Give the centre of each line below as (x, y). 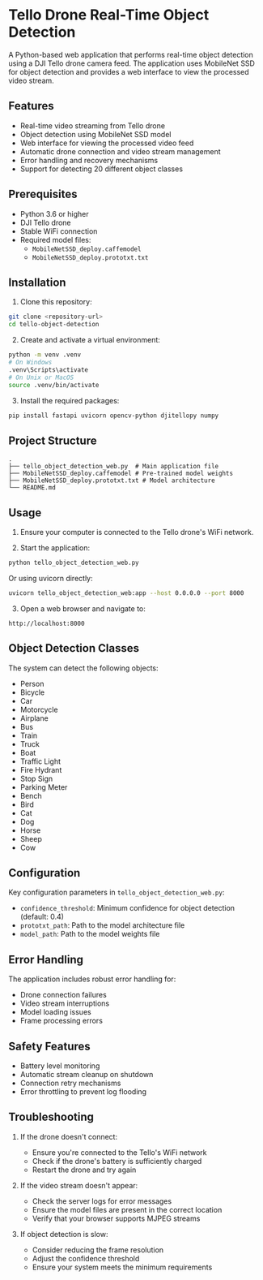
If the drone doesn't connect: (69, 1136)
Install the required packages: (70, 400)
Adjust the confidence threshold (86, 1258)
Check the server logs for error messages (102, 1201)
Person (32, 683)
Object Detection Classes (74, 648)
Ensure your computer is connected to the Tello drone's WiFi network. (137, 532)
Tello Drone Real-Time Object (109, 15)
